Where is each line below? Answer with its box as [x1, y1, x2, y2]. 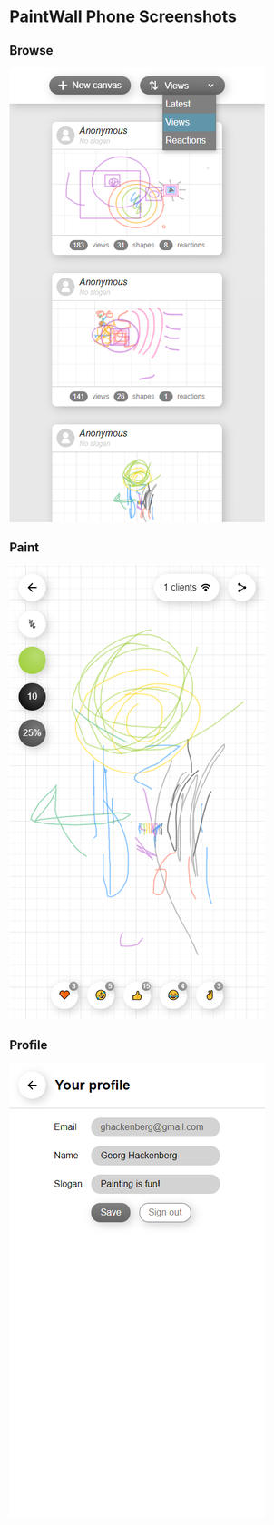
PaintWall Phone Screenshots [9, 6, 238, 27]
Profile [9, 1037, 48, 1053]
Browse [9, 43, 54, 58]
